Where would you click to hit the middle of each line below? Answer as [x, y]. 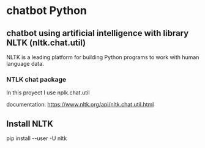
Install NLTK [30, 123]
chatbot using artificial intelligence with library [98, 33]
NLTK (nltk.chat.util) [46, 42]
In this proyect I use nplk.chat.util [48, 93]
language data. [25, 64]
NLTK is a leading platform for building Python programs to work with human [103, 57]
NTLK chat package [36, 79]
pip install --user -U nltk [37, 138]
